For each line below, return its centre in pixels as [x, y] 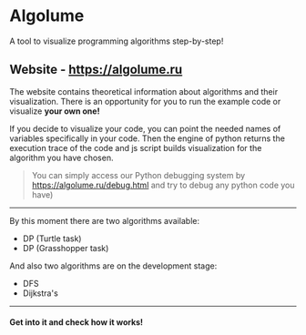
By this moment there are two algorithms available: [105, 220]
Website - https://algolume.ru [96, 70]
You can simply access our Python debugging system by [138, 175]
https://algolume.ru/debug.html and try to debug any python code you [163, 185]
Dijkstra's [41, 293]
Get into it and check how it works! [76, 322]
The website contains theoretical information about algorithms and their [144, 91]
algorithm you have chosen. [61, 157]
